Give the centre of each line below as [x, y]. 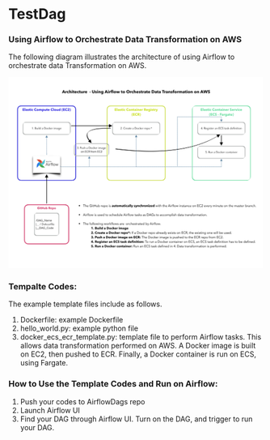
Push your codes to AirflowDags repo [82, 401]
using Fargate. [44, 363]
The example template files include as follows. [85, 304]
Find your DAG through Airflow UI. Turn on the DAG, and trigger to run [136, 419]
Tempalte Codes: [43, 286]
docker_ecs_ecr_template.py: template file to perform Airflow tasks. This [141, 337]
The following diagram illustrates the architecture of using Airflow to [122, 57]
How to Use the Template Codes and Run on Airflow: [113, 384]
